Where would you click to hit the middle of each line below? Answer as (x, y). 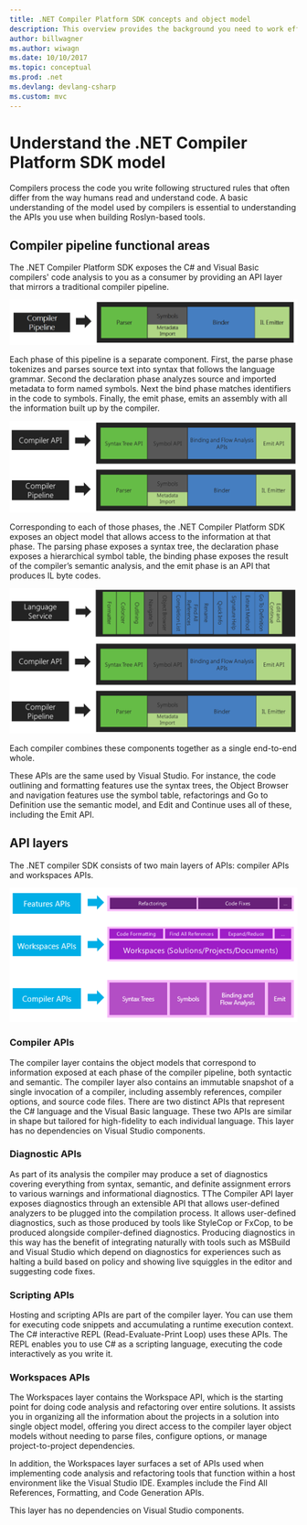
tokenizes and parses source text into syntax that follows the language (143, 370)
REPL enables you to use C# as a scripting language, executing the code (146, 1344)
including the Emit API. (52, 815)
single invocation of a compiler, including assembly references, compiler (146, 1091)
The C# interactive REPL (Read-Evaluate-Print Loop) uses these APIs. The (149, 1335)
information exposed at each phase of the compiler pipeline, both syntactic (151, 1072)
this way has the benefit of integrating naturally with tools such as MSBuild (150, 1242)
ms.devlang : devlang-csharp (63, 87)
